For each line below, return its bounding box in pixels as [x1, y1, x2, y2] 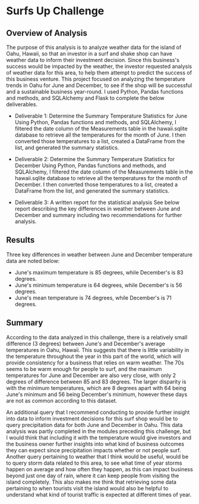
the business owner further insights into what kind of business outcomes [6, 440, 185, 447]
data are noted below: [6, 257, 60, 264]
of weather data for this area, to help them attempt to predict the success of [6, 69, 192, 76]
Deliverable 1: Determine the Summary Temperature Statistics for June [14, 112, 188, 119]
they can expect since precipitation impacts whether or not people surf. [6, 446, 181, 454]
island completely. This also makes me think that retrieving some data [6, 478, 177, 486]
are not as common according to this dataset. [6, 397, 118, 404]
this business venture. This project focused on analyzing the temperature [6, 76, 185, 82]
